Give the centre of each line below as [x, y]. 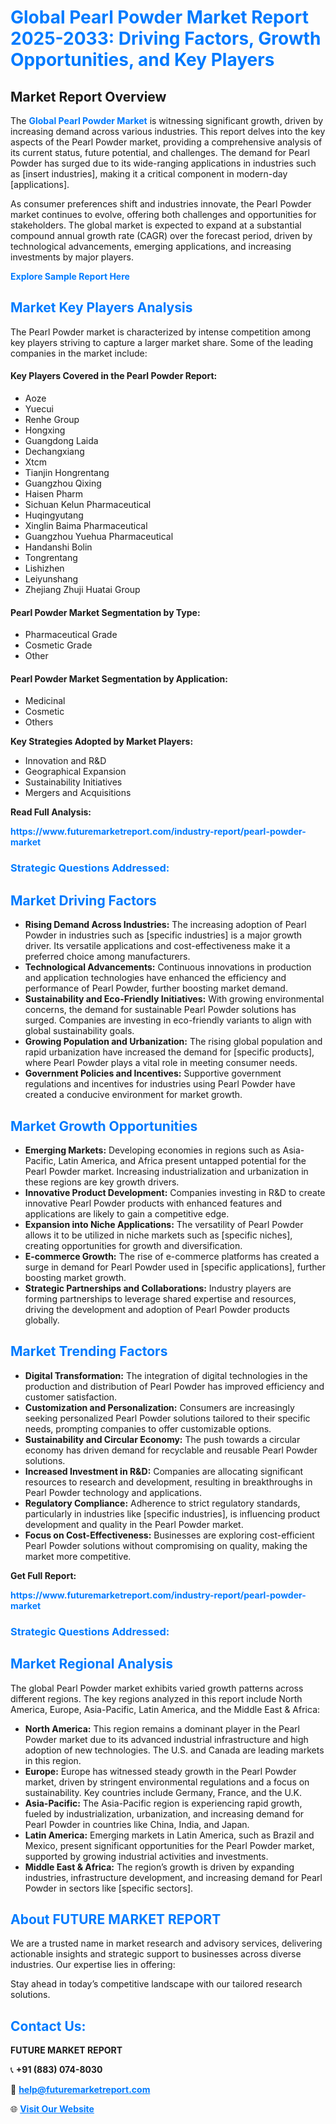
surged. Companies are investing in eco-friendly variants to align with [168, 1020]
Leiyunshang [51, 579]
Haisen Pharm [54, 494]
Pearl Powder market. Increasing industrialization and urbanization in [166, 1171]
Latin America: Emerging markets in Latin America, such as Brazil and [169, 1835]
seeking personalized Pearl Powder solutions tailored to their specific [167, 1418]
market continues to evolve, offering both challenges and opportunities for [163, 214]
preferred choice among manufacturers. [107, 957]
